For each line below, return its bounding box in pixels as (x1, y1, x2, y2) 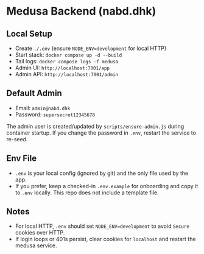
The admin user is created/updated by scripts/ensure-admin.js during (6, 122, 185, 130)
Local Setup (6, 29, 53, 39)
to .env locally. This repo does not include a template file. (15, 189, 159, 196)
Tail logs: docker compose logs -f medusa (15, 58, 119, 65)
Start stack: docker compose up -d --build (15, 51, 122, 58)
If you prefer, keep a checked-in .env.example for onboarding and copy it (15, 182, 199, 189)
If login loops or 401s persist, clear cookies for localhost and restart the (15, 236, 196, 243)
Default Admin (6, 88, 62, 99)
